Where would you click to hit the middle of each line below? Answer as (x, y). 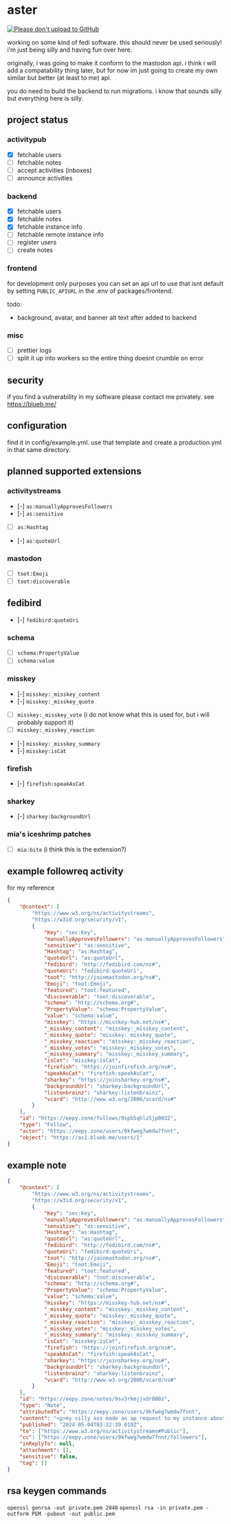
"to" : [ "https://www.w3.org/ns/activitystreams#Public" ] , (104, 1431)
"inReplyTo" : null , (47, 1444)
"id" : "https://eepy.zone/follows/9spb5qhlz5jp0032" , (98, 1118)
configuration (37, 426)
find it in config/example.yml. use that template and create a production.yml (114, 442)
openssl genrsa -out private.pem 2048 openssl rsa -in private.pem (105, 1508)
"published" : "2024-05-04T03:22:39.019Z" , (81, 1425)
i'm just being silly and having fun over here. (70, 50)
